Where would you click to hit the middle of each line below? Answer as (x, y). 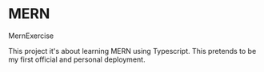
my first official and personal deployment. (77, 59)
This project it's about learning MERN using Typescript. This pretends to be (132, 51)
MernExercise (31, 36)
